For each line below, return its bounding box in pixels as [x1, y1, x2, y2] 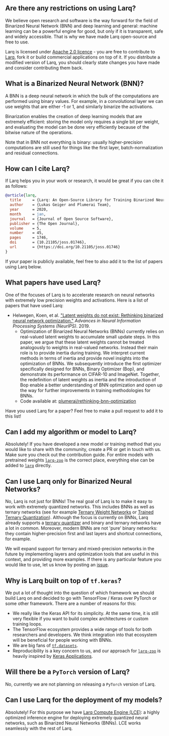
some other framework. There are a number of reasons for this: [5, 600, 137, 607]
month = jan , [10, 211, 46, 216]
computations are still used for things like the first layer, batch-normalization [5, 144, 163, 150]
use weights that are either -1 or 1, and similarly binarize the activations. [5, 103, 153, 109]
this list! [5, 413, 22, 419]
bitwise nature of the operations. [5, 129, 73, 135]
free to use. [5, 39, 29, 45]
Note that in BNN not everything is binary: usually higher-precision [5, 139, 143, 145]
